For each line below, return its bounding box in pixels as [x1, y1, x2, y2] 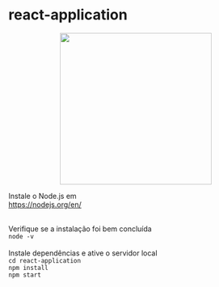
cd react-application [8, 256, 82, 264]
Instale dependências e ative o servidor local [8, 248, 158, 258]
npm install [8, 264, 48, 272]
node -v [8, 232, 35, 240]
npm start [8, 271, 42, 279]
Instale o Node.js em [8, 191, 77, 200]
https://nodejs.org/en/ [8, 200, 82, 209]
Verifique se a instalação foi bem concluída [8, 224, 152, 234]
